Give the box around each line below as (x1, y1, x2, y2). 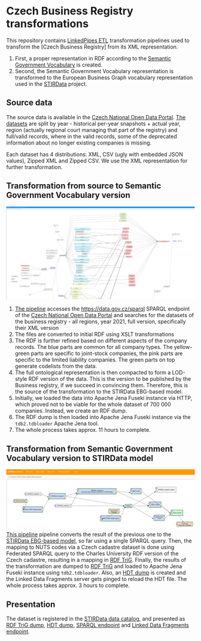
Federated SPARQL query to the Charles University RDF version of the (6, 550, 179, 557)
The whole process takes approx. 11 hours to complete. (14, 426, 151, 434)
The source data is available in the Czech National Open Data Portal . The (6, 113, 186, 121)
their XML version (14, 324, 59, 332)
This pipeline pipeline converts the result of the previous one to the (6, 531, 172, 538)
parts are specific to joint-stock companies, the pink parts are (31, 350, 183, 357)
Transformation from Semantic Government (6, 444, 173, 454)
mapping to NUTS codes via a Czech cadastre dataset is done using (6, 544, 175, 551)
